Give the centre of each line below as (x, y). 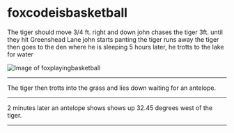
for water (20, 54)
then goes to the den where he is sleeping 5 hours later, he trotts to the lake (116, 47)
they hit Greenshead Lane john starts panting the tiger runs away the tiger (113, 39)
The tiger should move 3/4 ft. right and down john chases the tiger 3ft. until (115, 32)
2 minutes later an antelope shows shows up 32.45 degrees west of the (110, 108)
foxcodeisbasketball (67, 13)
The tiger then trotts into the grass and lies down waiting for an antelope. (112, 88)
